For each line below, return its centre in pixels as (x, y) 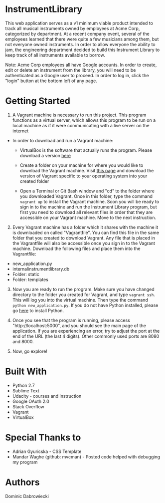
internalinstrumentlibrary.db (41, 269)
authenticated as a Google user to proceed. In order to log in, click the (77, 75)
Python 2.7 (23, 385)
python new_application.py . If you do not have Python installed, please (85, 305)
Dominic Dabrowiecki (27, 496)
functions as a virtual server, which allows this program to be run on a (84, 120)
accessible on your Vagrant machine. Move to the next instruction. (88, 217)
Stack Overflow (28, 406)
